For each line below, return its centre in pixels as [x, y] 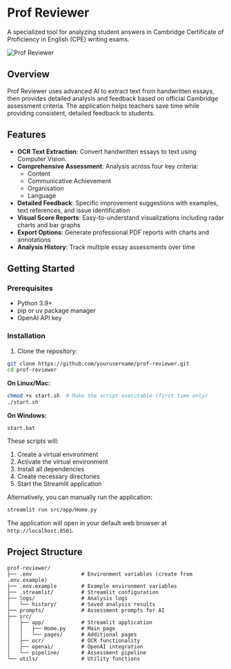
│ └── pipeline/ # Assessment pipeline [77, 652]
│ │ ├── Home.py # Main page [61, 628]
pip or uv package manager [57, 311]
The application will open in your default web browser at [87, 522]
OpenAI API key [39, 318]
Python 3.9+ [35, 303]
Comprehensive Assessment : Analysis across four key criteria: [108, 166]
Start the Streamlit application [59, 484]
